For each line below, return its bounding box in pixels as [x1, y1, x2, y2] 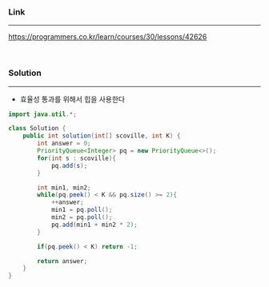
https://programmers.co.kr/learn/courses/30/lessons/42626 [8, 32, 207, 42]
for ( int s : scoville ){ [37, 154, 116, 162]
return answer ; [37, 257, 88, 265]
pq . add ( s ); [50, 161, 88, 169]
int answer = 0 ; [37, 139, 91, 148]
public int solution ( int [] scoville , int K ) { [22, 132, 181, 140]
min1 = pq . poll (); [50, 206, 113, 214]
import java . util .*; [8, 110, 78, 118]
